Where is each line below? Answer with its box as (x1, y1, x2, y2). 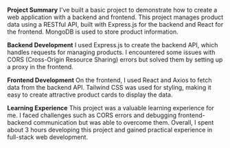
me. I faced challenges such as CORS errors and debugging (7, 111, 177, 119)
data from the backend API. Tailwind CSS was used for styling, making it (7, 84, 211, 91)
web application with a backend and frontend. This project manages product (7, 13, 224, 21)
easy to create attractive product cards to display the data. (7, 90, 173, 99)
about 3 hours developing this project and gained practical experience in (7, 126, 213, 134)
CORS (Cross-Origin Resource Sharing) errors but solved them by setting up (7, 56, 223, 64)
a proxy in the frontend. (7, 63, 73, 71)
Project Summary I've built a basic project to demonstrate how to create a (7, 6, 218, 14)
